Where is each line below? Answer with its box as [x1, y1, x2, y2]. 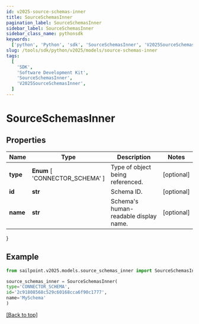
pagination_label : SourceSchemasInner [6, 20, 102, 26]
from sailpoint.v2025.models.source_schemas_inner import [6, 268, 152, 273]
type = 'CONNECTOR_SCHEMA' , [6, 284, 70, 290]
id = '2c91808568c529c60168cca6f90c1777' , [6, 290, 108, 295]
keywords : [6, 36, 31, 42]
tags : [6, 53, 20, 59]
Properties [6, 135, 46, 146]
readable [110, 212, 136, 220]
